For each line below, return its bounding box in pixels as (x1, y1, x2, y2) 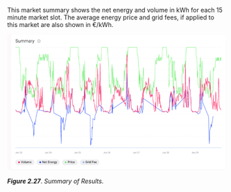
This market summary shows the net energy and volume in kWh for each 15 (7, 6, 223, 14)
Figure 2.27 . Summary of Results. (7, 177, 104, 185)
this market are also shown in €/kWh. (7, 21, 114, 28)
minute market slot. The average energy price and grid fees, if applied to (7, 13, 215, 21)
